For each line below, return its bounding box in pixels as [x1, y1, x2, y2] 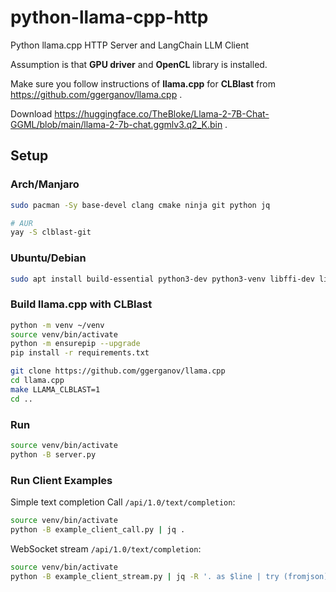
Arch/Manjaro [10, 177, 80, 191]
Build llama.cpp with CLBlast [10, 297, 153, 311]
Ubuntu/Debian [10, 251, 87, 265]
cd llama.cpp [10, 376, 65, 386]
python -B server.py [10, 449, 97, 460]
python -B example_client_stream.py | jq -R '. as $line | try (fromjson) [10, 571, 329, 581]
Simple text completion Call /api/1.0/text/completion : [10, 496, 236, 508]
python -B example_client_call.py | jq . [10, 524, 186, 535]
